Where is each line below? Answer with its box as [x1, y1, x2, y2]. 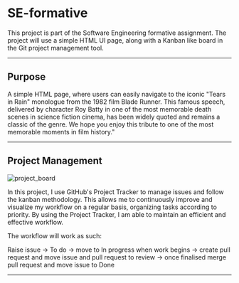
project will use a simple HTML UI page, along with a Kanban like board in [7, 36, 223, 44]
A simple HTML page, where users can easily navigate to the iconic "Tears [7, 90, 226, 98]
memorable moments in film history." [7, 127, 115, 136]
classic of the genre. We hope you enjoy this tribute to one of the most [7, 119, 214, 129]
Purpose [7, 71, 46, 83]
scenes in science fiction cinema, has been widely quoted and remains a [7, 112, 221, 121]
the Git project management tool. [7, 43, 105, 52]
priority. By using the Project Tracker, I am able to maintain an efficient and [7, 210, 226, 218]
